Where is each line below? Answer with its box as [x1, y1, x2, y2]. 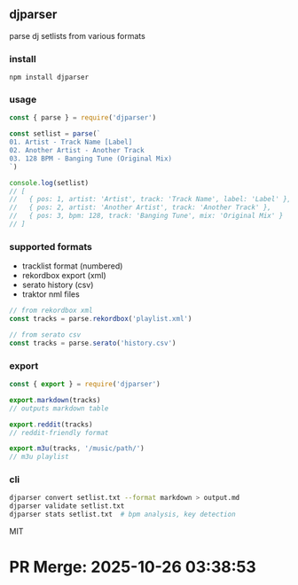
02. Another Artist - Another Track [9, 146, 145, 155]
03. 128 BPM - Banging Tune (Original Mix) [9, 154, 173, 163]
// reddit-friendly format [9, 428, 109, 437]
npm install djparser [9, 73, 90, 82]
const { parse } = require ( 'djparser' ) [9, 113, 157, 122]
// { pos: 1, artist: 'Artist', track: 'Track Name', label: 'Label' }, [9, 195, 292, 204]
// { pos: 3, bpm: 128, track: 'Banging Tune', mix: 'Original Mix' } [9, 212, 284, 221]
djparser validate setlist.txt [9, 502, 125, 511]
